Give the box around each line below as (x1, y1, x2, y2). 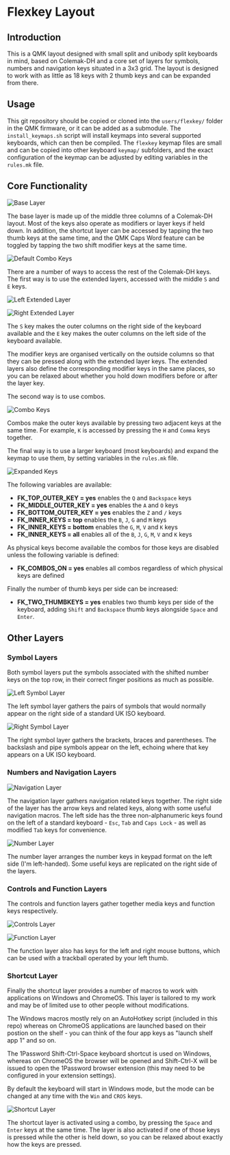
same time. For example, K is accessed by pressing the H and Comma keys (7, 426, 211, 434)
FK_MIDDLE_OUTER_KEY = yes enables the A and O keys (16, 501, 179, 509)
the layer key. (7, 378, 45, 387)
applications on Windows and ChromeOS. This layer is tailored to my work (7, 994, 216, 1002)
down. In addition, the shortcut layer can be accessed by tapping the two (7, 226, 214, 234)
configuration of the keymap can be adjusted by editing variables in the (7, 153, 208, 161)
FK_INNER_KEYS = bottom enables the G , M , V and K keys (16, 522, 178, 531)
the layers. (7, 866, 37, 875)
